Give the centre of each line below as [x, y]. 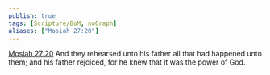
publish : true [32, 16]
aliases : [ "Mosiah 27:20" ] [54, 31]
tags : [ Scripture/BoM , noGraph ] [62, 23]
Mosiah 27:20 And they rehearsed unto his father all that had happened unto [135, 54]
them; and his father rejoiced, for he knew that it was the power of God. [127, 62]
